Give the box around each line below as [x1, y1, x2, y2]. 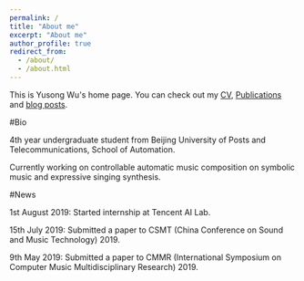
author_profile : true [9, 38, 92, 48]
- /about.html [17, 65, 71, 74]
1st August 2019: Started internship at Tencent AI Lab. [9, 206, 211, 217]
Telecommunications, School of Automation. [9, 143, 176, 155]
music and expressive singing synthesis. [9, 171, 161, 182]
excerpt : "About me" [9, 30, 88, 39]
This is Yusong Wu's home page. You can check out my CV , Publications [9, 88, 282, 100]
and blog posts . [9, 99, 68, 109]
